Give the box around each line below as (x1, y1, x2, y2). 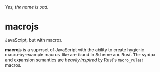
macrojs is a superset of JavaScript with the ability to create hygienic (5, 46, 145, 53)
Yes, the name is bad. (5, 4, 49, 10)
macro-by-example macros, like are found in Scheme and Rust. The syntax (5, 52, 156, 57)
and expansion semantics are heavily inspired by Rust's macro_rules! (5, 57, 144, 63)
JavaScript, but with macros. (5, 37, 63, 43)
